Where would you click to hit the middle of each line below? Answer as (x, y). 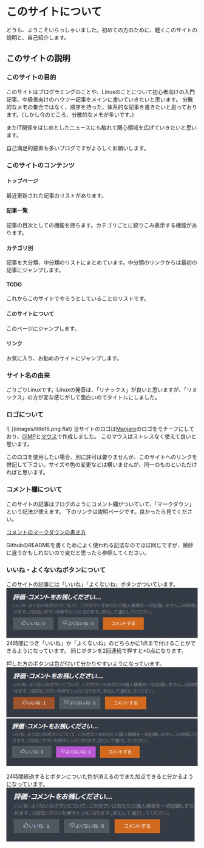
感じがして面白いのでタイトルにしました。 (107, 398)
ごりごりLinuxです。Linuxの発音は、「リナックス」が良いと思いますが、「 (97, 390)
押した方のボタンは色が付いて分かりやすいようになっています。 (86, 664)
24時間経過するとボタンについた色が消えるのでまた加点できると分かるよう (100, 777)
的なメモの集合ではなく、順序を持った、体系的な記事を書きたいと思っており (102, 107)
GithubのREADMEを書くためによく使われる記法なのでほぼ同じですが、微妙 (100, 545)
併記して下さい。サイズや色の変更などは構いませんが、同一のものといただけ (102, 464)
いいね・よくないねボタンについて (56, 570)
